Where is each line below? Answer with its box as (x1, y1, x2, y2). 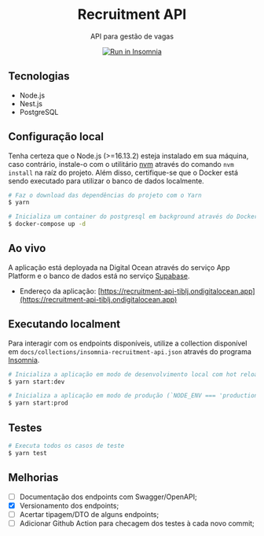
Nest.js (19, 98, 43, 108)
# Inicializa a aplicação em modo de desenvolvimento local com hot (8, 370, 237, 379)
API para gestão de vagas (90, 31, 174, 41)
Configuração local (8, 130, 104, 143)
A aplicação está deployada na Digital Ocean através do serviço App (8, 262, 230, 272)
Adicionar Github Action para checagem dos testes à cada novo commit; (19, 518, 255, 528)
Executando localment (8, 317, 121, 331)
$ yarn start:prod (8, 399, 68, 407)
